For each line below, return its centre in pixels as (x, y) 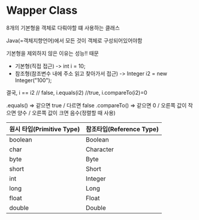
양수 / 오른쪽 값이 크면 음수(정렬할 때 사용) (66, 113)
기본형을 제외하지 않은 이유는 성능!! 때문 (52, 53)
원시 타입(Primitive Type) (45, 129)
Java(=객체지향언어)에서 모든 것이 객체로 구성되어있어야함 (74, 40)
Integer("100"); (33, 80)
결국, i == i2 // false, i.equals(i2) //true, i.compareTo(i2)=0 (77, 92)
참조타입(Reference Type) (122, 129)
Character (100, 149)
